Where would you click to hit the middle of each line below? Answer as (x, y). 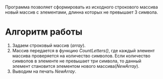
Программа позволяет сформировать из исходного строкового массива (81, 7)
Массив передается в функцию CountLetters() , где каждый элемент (83, 50)
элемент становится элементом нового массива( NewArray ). (76, 66)
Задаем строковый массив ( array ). (49, 45)
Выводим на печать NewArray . (44, 71)
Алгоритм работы (44, 32)
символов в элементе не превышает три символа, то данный (77, 61)
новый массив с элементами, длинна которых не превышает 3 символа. (81, 12)
